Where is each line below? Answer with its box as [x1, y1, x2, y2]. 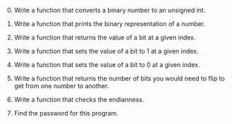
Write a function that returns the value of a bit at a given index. [13, 33, 196, 42]
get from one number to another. [13, 82, 109, 90]
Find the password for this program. [13, 109, 118, 117]
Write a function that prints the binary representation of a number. [13, 20, 206, 27]
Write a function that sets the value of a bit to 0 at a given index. [13, 61, 200, 69]
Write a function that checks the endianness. [13, 95, 145, 104]
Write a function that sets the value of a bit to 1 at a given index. [13, 47, 199, 55]
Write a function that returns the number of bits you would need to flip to [13, 74, 226, 82]
